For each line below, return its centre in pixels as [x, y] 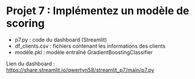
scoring [25, 23]
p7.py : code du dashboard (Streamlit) [61, 39]
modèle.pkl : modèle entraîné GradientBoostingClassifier [84, 52]
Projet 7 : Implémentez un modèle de [98, 11]
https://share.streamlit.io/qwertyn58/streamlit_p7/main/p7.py [80, 70]
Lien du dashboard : [31, 64]
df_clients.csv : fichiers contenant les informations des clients [90, 46]
